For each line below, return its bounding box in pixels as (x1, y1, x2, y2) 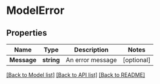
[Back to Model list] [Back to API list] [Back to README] (6, 71, 145, 79)
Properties (6, 28, 47, 38)
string (42, 56, 61, 64)
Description (74, 46, 109, 54)
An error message (65, 56, 117, 64)
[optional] (122, 56, 151, 64)
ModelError (6, 4, 65, 18)
